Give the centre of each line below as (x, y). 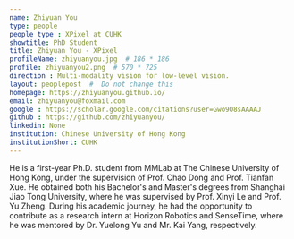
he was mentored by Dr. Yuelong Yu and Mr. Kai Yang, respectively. (133, 225)
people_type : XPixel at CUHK (66, 34)
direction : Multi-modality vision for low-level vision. (119, 76)
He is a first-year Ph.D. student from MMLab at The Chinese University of (144, 167)
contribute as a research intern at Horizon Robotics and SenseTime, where (147, 215)
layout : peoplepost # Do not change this (92, 84)
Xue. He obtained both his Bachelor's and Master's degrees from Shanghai (147, 187)
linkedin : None (38, 126)
